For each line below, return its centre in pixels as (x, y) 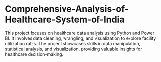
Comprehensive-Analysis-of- (67, 9)
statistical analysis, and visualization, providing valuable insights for (74, 49)
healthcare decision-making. (34, 54)
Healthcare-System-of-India (65, 19)
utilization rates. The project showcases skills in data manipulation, (73, 43)
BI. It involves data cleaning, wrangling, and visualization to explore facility (80, 38)
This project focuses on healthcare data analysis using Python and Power (80, 33)
